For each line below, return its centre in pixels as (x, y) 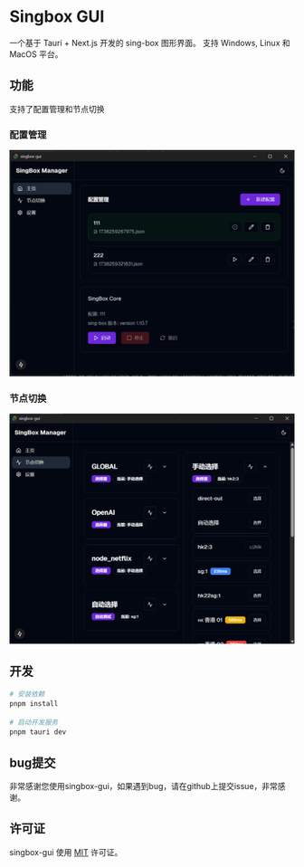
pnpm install (34, 703)
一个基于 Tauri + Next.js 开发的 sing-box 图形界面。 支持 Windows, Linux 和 (150, 43)
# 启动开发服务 (34, 723)
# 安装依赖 (27, 694)
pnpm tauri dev (38, 732)
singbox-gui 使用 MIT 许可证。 (66, 852)
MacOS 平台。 (36, 54)
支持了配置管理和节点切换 (57, 109)
